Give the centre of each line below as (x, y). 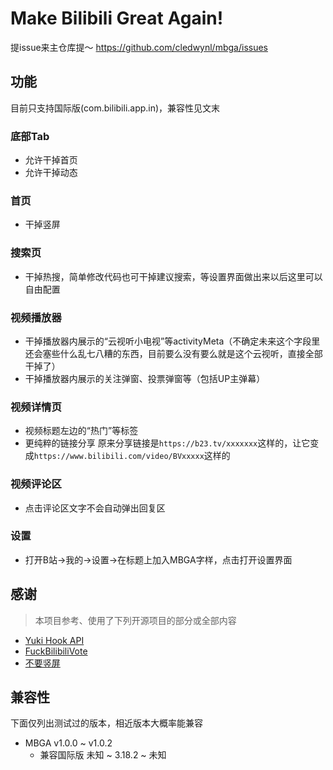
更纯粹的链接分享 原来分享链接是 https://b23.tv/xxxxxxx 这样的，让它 (167, 443)
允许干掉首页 (51, 160)
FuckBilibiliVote (56, 651)
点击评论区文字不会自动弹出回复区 (95, 508)
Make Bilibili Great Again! (117, 18)
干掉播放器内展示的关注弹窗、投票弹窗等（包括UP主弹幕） (145, 378)
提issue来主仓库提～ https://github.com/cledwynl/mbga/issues (139, 47)
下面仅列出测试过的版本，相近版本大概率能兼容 (106, 723)
